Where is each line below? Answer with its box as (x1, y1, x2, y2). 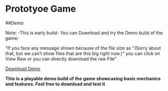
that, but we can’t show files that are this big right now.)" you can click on (5, 50, 160, 56)
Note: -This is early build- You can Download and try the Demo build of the (5, 29, 163, 36)
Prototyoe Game (5, 3, 76, 15)
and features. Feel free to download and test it (5, 81, 106, 87)
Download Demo (5, 66, 41, 72)
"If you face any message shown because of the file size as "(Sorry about (5, 45, 161, 51)
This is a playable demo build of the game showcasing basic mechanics (5, 75, 161, 81)
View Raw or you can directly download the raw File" (5, 55, 117, 62)
